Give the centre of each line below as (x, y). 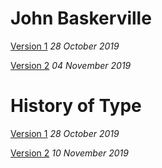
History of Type (76, 106)
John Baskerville (81, 18)
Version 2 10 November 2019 (69, 153)
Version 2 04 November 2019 (71, 65)
